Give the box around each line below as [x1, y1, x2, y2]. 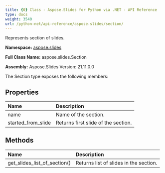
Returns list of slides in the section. [75, 159, 158, 166]
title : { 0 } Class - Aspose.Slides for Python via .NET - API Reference [5, 7, 157, 12]
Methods [5, 136, 34, 145]
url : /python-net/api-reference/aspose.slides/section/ [5, 21, 124, 26]
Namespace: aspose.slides [5, 44, 62, 50]
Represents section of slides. [5, 35, 65, 41]
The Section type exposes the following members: [5, 73, 109, 80]
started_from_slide [7, 119, 51, 126]
